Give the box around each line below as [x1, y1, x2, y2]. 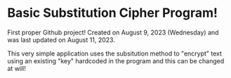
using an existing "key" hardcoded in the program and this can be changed [7, 56, 225, 65]
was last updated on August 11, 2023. [7, 35, 116, 44]
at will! [7, 64, 27, 72]
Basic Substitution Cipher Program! [7, 5, 218, 21]
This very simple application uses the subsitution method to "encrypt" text [7, 49, 223, 58]
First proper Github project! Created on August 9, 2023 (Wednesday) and [7, 28, 219, 37]
